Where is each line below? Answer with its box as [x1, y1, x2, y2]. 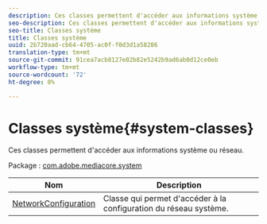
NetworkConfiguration [12, 198, 96, 209]
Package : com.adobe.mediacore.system [8, 160, 142, 171]
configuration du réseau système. [103, 203, 229, 214]
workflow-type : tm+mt [8, 64, 80, 71]
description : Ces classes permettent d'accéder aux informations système [8, 11, 258, 20]
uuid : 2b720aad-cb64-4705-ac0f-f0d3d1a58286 [8, 41, 158, 49]
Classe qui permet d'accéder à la [103, 193, 226, 204]
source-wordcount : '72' [8, 71, 87, 79]
